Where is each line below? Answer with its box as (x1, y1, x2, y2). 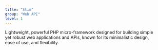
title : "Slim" (5, 7, 34, 12)
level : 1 (5, 16, 23, 21)
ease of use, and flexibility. (5, 40, 59, 46)
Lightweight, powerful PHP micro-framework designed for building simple (5, 30, 154, 35)
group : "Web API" (5, 12, 40, 17)
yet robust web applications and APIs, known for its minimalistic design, (5, 34, 149, 40)
